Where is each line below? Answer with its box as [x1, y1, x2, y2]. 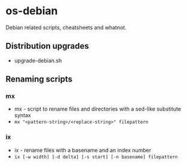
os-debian [5, 4, 58, 18]
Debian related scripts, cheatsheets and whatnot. [5, 24, 127, 31]
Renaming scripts [5, 74, 73, 84]
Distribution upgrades [5, 41, 89, 51]
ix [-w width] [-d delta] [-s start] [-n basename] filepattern [14, 154, 178, 160]
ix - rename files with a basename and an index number [14, 146, 152, 154]
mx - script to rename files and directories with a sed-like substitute [14, 105, 182, 112]
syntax [14, 112, 31, 119]
